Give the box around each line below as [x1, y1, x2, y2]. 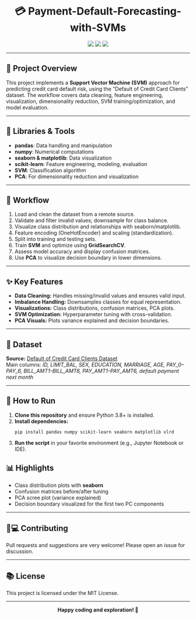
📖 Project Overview [6, 64, 78, 74]
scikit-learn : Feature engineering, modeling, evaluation [14, 160, 148, 167]
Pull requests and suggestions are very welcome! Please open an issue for [6, 542, 185, 549]
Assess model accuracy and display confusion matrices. [14, 248, 150, 255]
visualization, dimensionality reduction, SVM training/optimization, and [6, 98, 176, 105]
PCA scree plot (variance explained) [14, 494, 101, 501]
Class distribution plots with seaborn [14, 482, 104, 489]
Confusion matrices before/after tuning [14, 487, 109, 494]
